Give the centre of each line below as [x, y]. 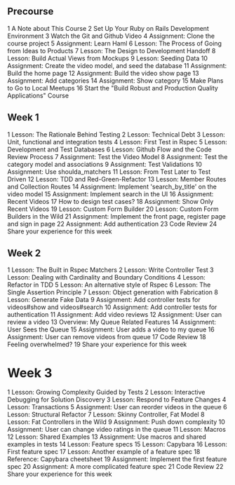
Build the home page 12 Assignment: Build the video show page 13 [103, 73]
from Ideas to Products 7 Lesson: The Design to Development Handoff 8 [112, 50]
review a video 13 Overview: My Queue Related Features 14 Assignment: [112, 322]
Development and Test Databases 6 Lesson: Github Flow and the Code [109, 149]
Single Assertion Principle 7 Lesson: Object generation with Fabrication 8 [113, 292]
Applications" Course [38, 95]
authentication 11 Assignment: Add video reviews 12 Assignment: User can [115, 315]
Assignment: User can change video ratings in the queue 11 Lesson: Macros [117, 430]
